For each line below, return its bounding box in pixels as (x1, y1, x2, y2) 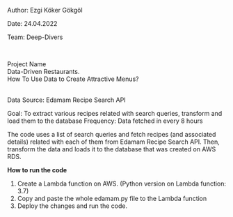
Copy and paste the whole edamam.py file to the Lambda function (17, 195, 207, 202)
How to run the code (7, 166, 67, 174)
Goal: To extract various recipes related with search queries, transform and (7, 110, 223, 117)
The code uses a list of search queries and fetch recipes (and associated (7, 130, 216, 138)
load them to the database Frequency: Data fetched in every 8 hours (7, 117, 203, 125)
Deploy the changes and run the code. (17, 202, 127, 210)
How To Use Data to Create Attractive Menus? (7, 75, 139, 83)
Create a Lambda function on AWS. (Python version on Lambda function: (17, 179, 227, 188)
